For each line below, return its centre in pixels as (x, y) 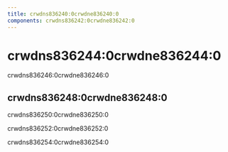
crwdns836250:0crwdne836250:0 (58, 115)
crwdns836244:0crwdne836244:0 (114, 56)
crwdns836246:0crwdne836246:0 (58, 75)
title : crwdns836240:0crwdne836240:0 (63, 14)
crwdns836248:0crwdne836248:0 (87, 98)
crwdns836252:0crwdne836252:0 (58, 129)
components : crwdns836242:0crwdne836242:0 (71, 21)
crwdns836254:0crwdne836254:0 (58, 142)
